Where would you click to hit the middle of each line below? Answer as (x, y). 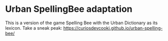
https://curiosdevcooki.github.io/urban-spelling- (113, 28)
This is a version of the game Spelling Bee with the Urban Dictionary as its (81, 23)
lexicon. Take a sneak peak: (34, 28)
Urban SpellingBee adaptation (69, 9)
